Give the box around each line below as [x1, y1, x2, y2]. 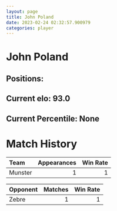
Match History [6, 137, 78, 150]
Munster [9, 168, 32, 176]
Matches [43, 185, 69, 193]
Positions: [6, 73, 44, 83]
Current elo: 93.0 [6, 93, 71, 103]
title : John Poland [6, 14, 54, 20]
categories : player [6, 25, 54, 31]
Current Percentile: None [6, 113, 100, 123]
